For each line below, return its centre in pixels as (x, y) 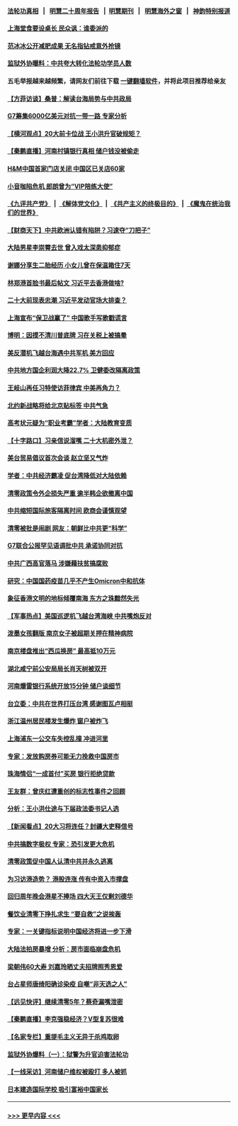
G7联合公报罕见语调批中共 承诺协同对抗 (65, 546)
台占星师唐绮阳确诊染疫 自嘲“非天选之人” (67, 984)
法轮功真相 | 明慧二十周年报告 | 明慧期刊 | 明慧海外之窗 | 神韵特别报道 (119, 11)
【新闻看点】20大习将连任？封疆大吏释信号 (70, 826)
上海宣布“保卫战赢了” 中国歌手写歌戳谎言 (67, 317)
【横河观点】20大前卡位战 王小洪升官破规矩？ (74, 133)
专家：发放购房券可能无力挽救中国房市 (63, 756)
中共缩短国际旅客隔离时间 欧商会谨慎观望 (67, 511)
